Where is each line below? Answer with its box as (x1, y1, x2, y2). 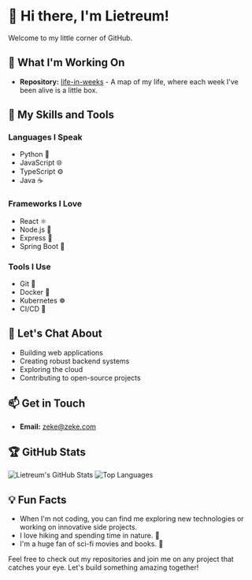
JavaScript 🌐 (19, 158, 63, 168)
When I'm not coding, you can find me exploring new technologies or (19, 514, 244, 523)
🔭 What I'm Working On (8, 56, 125, 69)
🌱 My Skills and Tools (8, 108, 114, 121)
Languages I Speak (8, 132, 83, 143)
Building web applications (19, 348, 104, 357)
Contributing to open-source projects (19, 373, 141, 382)
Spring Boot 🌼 (19, 241, 65, 251)
